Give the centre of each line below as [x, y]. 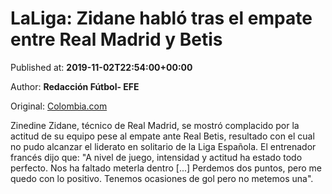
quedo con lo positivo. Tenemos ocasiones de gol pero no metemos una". [162, 178]
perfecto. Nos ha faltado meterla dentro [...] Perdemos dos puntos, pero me [166, 168]
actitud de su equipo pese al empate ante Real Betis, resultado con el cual [162, 136]
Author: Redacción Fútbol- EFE [75, 86]
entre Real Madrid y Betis [116, 39]
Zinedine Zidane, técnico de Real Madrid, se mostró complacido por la [155, 125]
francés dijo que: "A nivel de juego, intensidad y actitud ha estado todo [156, 157]
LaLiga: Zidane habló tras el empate [161, 18]
